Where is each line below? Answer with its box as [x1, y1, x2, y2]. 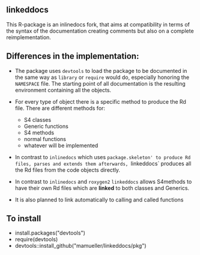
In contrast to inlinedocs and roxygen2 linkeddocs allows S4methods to [14, 178, 192, 185]
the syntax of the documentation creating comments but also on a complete [6, 27, 194, 34]
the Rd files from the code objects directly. [14, 166, 121, 174]
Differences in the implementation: [6, 51, 139, 61]
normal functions [23, 135, 66, 142]
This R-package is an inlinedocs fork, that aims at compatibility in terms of [6, 20, 190, 28]
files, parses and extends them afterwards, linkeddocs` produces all [14, 160, 192, 167]
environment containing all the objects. [14, 86, 112, 93]
